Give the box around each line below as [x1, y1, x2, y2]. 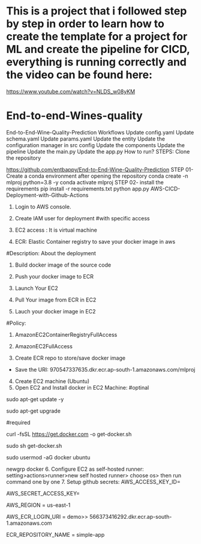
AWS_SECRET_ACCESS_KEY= [6, 489, 80, 497]
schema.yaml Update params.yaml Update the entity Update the [6, 135, 165, 142]
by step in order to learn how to [6, 17, 165, 31]
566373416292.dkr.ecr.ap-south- [89, 513, 172, 520]
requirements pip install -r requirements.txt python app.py [6, 185, 149, 192]
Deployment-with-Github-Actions [6, 191, 89, 199]
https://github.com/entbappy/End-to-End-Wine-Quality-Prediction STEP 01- [6, 166, 194, 173]
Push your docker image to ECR [14, 273, 94, 280]
